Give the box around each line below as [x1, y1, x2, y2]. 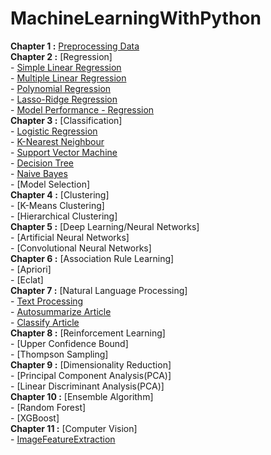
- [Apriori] [10, 263, 52, 275]
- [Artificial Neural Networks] [10, 231, 130, 243]
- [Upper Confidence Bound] [10, 337, 129, 349]
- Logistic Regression [10, 125, 98, 137]
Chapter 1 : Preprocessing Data [10, 40, 140, 52]
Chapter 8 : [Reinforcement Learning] [10, 327, 166, 339]
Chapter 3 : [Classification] [10, 114, 123, 126]
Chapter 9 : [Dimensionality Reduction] [10, 358, 172, 371]
